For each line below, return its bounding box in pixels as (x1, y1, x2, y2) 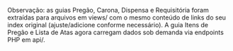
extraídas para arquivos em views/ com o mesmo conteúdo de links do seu (7, 13, 227, 22)
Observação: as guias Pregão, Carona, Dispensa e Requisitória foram (7, 6, 209, 14)
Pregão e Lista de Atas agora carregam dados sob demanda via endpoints (7, 28, 225, 36)
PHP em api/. (7, 36, 45, 44)
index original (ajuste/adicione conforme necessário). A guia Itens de (7, 21, 209, 29)
